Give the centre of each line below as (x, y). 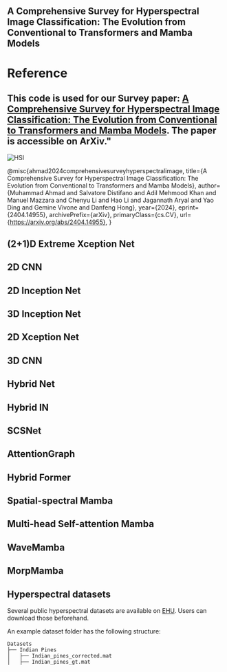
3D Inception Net (44, 314)
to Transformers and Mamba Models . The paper (112, 130)
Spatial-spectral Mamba (60, 501)
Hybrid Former (39, 477)
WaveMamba (36, 547)
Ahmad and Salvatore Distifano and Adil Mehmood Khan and (130, 193)
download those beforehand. (48, 618)
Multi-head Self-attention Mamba (81, 524)
